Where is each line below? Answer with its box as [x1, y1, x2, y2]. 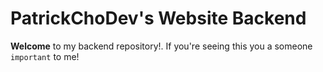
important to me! [10, 50, 80, 62]
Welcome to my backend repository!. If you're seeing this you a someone [10, 40, 313, 52]
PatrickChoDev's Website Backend [10, 7, 307, 30]
